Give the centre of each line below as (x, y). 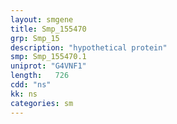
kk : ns (24, 94)
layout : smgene (42, 19)
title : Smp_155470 (48, 29)
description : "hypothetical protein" (89, 47)
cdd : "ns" (31, 85)
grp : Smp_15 (35, 38)
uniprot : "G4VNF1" (48, 66)
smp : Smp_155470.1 (48, 57)
